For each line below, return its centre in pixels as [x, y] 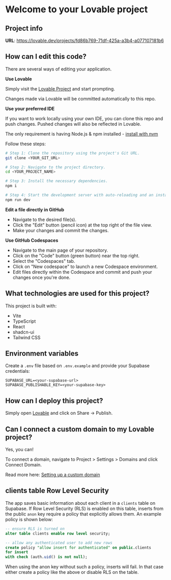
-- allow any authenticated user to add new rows [59, 543]
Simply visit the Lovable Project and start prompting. [60, 88]
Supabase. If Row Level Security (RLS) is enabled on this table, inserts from [84, 508]
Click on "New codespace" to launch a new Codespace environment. [85, 266]
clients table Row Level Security [57, 491]
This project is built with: [31, 306]
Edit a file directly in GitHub [35, 209]
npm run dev [18, 200]
